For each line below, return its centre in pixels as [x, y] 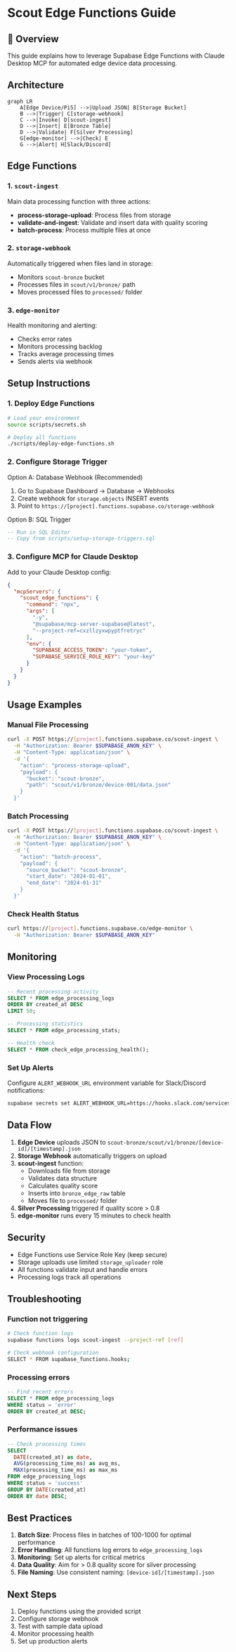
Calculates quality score [63, 1185]
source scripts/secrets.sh [47, 424]
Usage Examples [45, 705]
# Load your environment [44, 418]
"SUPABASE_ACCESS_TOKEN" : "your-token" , [92, 650]
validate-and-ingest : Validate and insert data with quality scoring [112, 222]
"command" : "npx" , [53, 605]
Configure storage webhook [58, 1619]
